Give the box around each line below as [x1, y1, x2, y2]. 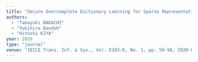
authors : [6, 14, 28, 20]
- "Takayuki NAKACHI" [11, 19, 65, 25]
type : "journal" [6, 42, 46, 48]
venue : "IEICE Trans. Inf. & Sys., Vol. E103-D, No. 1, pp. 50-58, [6, 47, 176, 53]
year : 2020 [6, 36, 33, 42]
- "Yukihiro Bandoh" [11, 25, 62, 31]
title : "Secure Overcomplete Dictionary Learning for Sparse [6, 8, 160, 15]
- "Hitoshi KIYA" [11, 31, 54, 37]
